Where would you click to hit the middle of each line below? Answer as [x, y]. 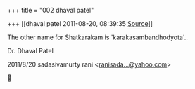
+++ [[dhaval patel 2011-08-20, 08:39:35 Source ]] [80, 23]
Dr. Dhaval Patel [31, 51]
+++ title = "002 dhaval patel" [51, 10]
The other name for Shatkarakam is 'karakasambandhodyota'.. [98, 37]
